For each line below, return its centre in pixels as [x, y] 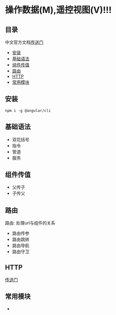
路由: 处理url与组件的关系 [30, 223]
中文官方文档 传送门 [24, 42]
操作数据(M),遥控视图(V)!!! [58, 10]
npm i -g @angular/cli [28, 110]
